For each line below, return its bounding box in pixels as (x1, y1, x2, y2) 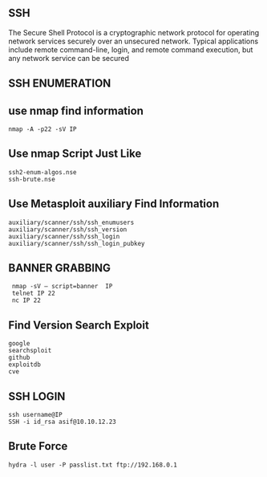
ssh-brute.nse (8, 175, 56, 183)
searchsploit (8, 347, 52, 355)
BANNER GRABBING (8, 261, 111, 275)
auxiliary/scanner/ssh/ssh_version (8, 225, 127, 234)
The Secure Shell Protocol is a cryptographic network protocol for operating (8, 27, 260, 37)
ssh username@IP (8, 411, 63, 419)
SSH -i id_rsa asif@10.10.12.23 (8, 418, 116, 426)
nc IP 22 (11, 296, 42, 304)
